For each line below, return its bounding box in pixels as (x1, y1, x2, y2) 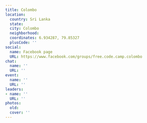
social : (5, 45, 22, 50)
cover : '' (10, 110, 30, 115)
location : (5, 12, 26, 17)
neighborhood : (10, 31, 39, 36)
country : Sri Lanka (10, 17, 51, 22)
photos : (5, 101, 22, 106)
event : (5, 73, 19, 78)
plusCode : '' (10, 40, 37, 45)
